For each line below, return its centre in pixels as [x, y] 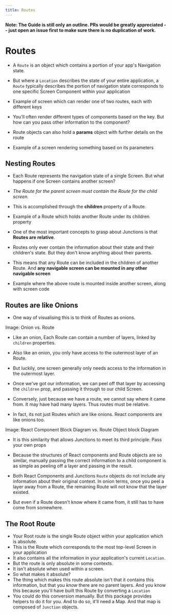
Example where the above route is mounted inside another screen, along [89, 284]
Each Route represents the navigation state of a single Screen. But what [88, 176]
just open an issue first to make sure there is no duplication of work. [82, 30]
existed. [21, 492]
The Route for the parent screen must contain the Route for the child [85, 191]
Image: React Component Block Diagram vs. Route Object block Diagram [82, 430]
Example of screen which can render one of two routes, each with [82, 101]
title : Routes [20, 10]
